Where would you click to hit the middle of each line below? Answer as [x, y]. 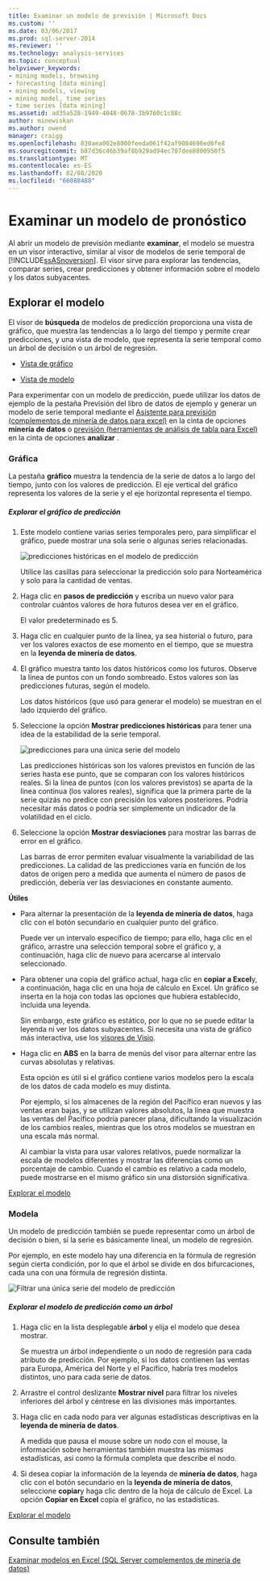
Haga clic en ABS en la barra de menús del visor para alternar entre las [138, 1053]
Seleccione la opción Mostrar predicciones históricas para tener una [136, 725]
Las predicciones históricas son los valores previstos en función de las [137, 765]
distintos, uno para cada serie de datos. [86, 1377]
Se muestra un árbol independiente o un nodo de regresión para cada [136, 1351]
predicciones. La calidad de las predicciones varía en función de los [133, 865]
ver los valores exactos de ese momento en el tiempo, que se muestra [137, 644]
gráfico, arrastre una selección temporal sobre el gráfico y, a [120, 946]
